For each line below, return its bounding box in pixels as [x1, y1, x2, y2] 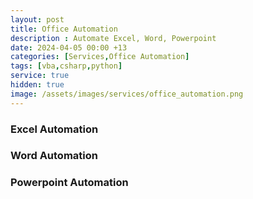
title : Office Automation [10, 24, 118, 34]
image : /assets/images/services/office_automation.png [10, 89, 244, 99]
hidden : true [10, 80, 65, 90]
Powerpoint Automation [10, 176, 129, 190]
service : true [10, 71, 70, 81]
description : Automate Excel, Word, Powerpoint [10, 33, 217, 43]
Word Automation [10, 149, 98, 163]
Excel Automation [10, 122, 99, 136]
